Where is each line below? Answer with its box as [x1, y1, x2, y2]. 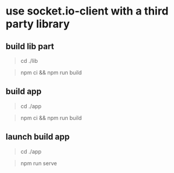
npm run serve [20, 159, 57, 167]
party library [5, 17, 70, 31]
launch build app [5, 132, 70, 142]
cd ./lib [20, 57, 38, 64]
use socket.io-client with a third [5, 4, 169, 18]
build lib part [5, 41, 54, 51]
